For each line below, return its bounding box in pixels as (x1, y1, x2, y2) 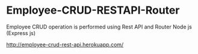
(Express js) (6, 29, 36, 36)
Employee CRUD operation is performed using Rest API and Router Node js (6, 23, 193, 30)
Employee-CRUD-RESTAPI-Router (6, 4, 180, 17)
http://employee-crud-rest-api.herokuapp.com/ (6, 41, 124, 48)
